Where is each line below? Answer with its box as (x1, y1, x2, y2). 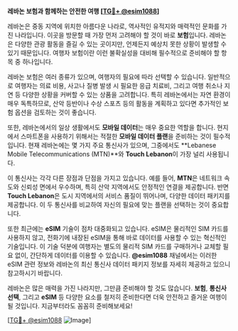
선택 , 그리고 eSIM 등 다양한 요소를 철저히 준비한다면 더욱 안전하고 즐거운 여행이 (7, 293, 227, 301)
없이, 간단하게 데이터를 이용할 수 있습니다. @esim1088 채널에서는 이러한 (14, 251, 217, 259)
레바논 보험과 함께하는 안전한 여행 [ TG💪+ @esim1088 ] (7, 7, 160, 15)
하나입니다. (22, 58, 53, 66)
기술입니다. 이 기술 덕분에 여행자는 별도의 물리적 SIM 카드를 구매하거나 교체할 (7, 242, 222, 251)
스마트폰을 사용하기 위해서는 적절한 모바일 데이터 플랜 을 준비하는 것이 (20, 132, 212, 141)
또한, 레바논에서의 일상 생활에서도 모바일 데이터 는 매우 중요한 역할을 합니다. (7, 124, 215, 131)
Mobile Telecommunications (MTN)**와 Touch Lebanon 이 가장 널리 (7, 150, 205, 158)
